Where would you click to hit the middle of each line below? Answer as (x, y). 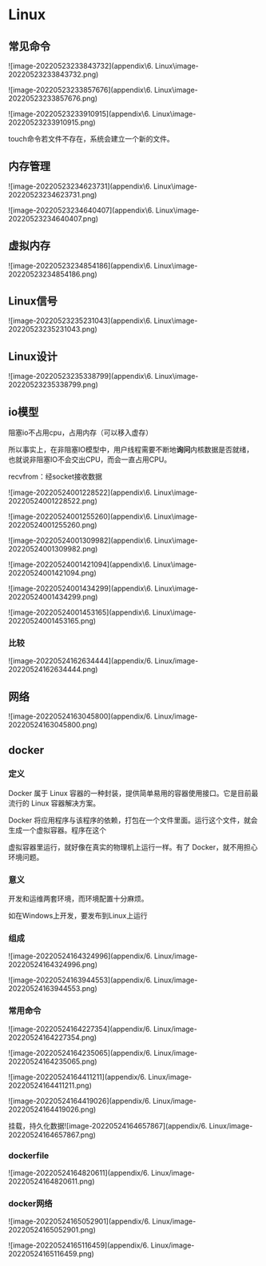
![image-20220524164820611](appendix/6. (79, 1173)
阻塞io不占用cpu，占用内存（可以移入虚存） (81, 432)
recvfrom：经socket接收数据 (55, 476)
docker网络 (31, 1203)
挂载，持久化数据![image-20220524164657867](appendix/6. (108, 1125)
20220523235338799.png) (53, 384)
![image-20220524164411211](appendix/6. (77, 1077)
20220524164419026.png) (52, 1109)
